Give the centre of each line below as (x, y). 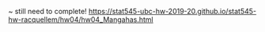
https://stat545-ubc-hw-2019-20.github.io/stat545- (172, 11)
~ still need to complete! (47, 11)
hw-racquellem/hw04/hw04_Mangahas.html (81, 20)
